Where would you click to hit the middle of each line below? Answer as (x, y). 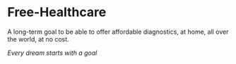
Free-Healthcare (57, 12)
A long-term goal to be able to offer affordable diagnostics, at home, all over (118, 32)
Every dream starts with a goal (52, 53)
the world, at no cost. (38, 39)
